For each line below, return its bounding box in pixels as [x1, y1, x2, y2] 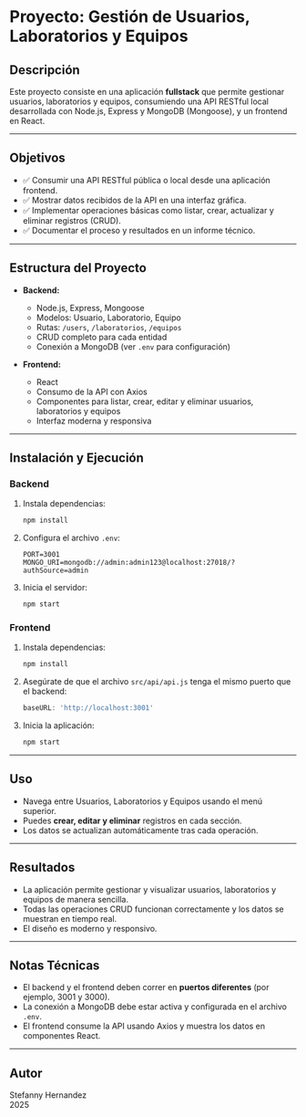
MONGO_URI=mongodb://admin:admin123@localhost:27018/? [22, 558, 236, 568]
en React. [9, 116, 46, 126]
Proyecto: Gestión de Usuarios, [9, 6, 250, 27]
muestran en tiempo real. [22, 913, 117, 924]
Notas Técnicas [9, 958, 100, 973]
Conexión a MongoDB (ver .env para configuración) [36, 340, 230, 352]
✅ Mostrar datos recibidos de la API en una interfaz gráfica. [22, 194, 247, 205]
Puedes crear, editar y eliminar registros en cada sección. [22, 815, 243, 826]
